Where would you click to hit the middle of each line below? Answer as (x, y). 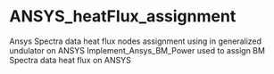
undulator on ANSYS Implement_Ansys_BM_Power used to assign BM (137, 50)
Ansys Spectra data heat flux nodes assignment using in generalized (135, 41)
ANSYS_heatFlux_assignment (123, 16)
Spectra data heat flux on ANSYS (70, 60)
